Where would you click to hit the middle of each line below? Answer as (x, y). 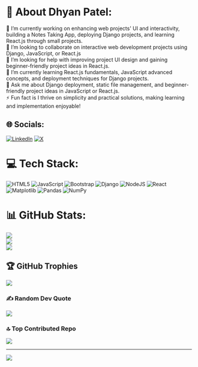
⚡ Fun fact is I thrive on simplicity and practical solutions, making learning (95, 97)
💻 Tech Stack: (42, 163)
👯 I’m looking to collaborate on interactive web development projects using (97, 47)
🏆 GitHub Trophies (42, 267)
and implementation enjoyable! (43, 106)
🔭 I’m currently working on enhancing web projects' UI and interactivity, (93, 28)
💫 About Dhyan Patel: (59, 12)
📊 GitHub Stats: (46, 215)
